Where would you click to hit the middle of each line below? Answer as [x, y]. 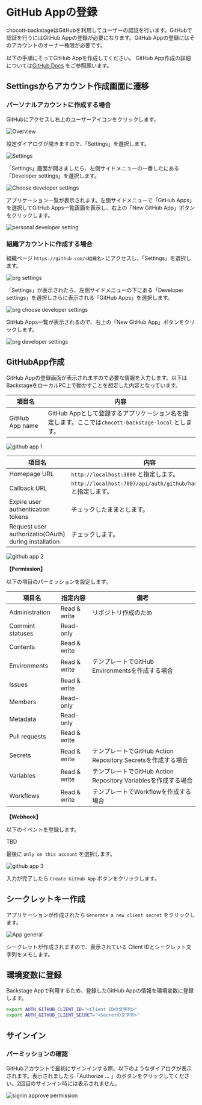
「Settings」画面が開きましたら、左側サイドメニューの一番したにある [93, 168]
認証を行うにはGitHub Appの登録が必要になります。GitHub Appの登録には [98, 37]
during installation [35, 541]
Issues [19, 684]
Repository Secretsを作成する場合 [140, 760]
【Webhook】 [24, 817]
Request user [28, 526]
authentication [29, 509]
